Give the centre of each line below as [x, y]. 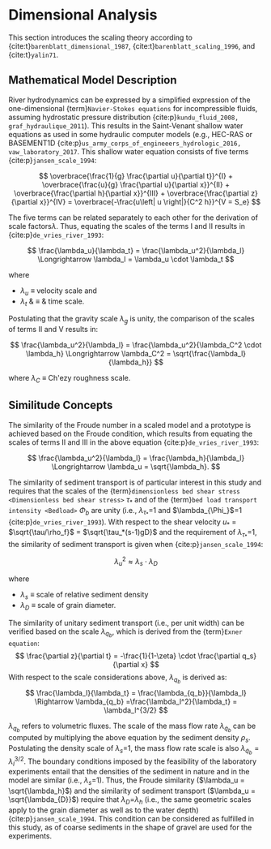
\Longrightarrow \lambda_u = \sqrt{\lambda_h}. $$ [136, 466]
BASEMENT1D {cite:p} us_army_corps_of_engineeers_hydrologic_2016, [125, 143]
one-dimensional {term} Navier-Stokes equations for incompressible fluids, [133, 108]
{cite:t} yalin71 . [34, 54]
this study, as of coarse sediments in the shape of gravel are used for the [130, 827]
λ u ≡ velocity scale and [58, 291]
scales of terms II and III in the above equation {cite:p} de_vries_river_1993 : [134, 442]
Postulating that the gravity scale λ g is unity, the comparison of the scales [131, 320]
